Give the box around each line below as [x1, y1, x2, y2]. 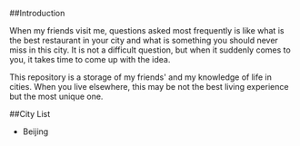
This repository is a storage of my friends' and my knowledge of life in [9, 72, 273, 83]
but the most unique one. [9, 91, 104, 102]
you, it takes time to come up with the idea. [9, 54, 171, 64]
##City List [9, 109, 51, 119]
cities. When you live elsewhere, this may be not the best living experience [9, 82, 289, 92]
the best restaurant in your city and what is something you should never [9, 35, 279, 45]
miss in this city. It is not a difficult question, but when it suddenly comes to [9, 44, 291, 55]
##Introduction [9, 8, 65, 18]
